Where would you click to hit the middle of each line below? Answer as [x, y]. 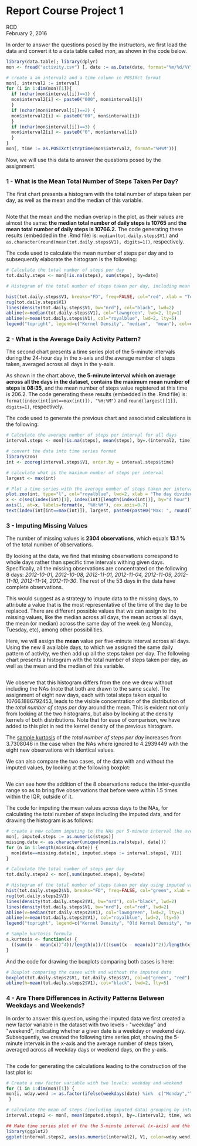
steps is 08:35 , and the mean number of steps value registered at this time [97, 388]
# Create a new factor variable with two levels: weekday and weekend [94, 1083]
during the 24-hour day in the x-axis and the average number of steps [91, 358]
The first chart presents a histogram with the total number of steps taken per [98, 194]
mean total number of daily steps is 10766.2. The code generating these [95, 229]
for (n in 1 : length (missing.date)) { [52, 847]
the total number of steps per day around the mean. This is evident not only [97, 708]
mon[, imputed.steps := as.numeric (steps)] [60, 837]
